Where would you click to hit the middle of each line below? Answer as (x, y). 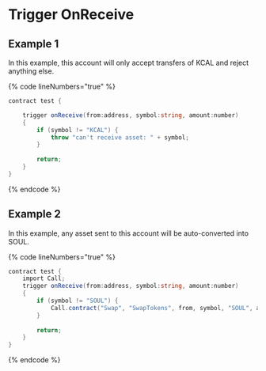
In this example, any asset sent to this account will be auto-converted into (129, 233)
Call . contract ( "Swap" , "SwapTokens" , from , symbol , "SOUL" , (152, 308)
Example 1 (34, 44)
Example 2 (34, 214)
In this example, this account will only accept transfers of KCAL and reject (129, 62)
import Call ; (44, 278)
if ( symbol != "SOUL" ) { (78, 301)
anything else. (31, 71)
